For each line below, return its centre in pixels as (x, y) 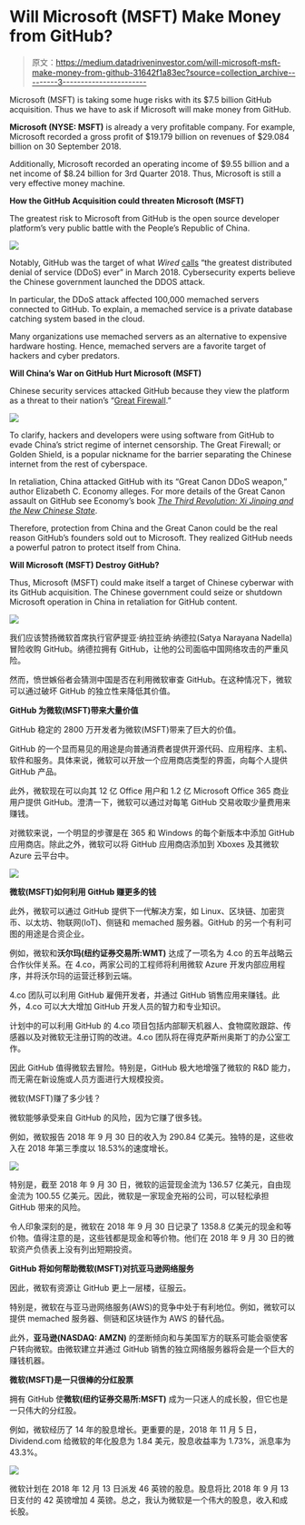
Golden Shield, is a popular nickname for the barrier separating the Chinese (151, 454)
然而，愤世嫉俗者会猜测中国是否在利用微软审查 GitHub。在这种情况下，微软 (151, 679)
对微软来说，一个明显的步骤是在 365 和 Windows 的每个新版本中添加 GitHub (152, 832)
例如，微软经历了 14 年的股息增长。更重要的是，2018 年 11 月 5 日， (135, 1429)
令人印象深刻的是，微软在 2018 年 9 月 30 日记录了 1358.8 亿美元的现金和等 (151, 1226)
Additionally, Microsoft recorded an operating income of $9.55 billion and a (150, 163)
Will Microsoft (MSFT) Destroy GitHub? (84, 565)
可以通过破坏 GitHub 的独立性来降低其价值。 (92, 691)
